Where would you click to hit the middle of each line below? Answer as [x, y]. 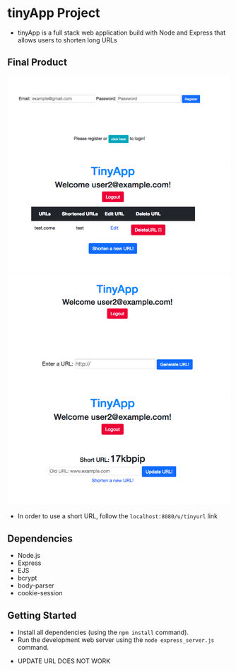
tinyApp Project [54, 13]
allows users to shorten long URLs [67, 40]
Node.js [29, 556]
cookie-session [40, 593]
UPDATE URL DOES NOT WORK [64, 661]
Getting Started [42, 615]
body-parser [36, 585]
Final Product [37, 63]
